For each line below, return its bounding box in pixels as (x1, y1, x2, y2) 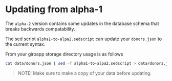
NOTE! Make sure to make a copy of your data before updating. (17, 70, 152, 76)
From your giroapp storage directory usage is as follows (5, 51, 123, 57)
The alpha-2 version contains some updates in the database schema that (5, 20, 160, 26)
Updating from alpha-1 (5, 4, 103, 15)
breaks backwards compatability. (5, 25, 75, 32)
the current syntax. (5, 41, 46, 47)
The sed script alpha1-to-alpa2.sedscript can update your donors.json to (5, 36, 162, 42)
